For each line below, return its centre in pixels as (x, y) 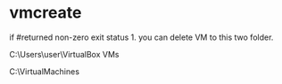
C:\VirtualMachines (45, 71)
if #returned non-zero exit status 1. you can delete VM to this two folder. (141, 37)
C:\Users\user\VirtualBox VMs (64, 54)
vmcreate (46, 13)
